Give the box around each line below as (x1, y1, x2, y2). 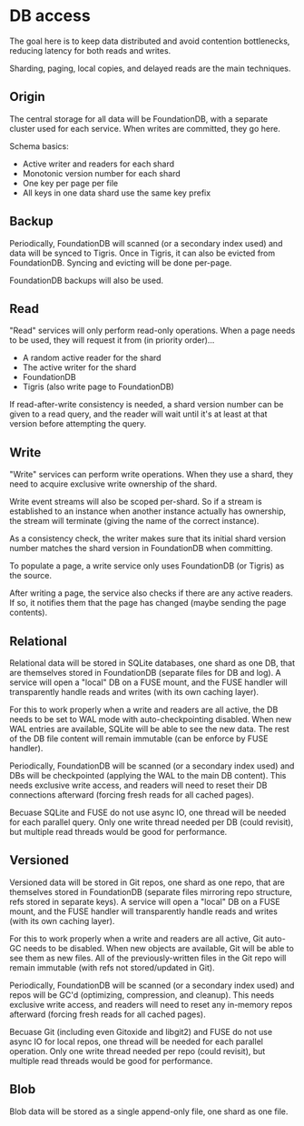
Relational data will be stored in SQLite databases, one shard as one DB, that (9, 658, 295, 669)
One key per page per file (22, 177, 119, 188)
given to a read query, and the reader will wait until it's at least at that (9, 408, 268, 419)
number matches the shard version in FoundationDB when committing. (9, 543, 273, 554)
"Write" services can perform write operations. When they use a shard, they (9, 469, 293, 480)
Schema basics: (9, 140, 70, 151)
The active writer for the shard (22, 362, 137, 373)
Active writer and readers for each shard (22, 158, 175, 169)
